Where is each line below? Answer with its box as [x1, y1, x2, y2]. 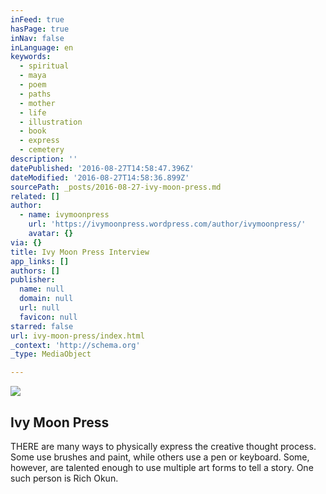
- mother [19, 98, 56, 108]
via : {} [10, 237, 43, 248]
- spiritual [19, 61, 70, 71]
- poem [19, 80, 47, 90]
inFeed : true [10, 14, 65, 25]
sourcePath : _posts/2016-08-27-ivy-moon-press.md [10, 182, 222, 192]
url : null [19, 303, 60, 313]
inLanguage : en [10, 42, 74, 53]
